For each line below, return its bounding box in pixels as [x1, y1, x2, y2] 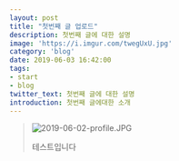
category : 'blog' [9, 47, 75, 56]
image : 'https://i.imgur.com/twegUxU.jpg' [9, 38, 173, 48]
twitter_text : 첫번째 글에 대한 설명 [9, 89, 135, 98]
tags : [9, 65, 30, 74]
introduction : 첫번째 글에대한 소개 [9, 97, 132, 107]
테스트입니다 [31, 142, 77, 153]
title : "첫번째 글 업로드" [9, 22, 98, 31]
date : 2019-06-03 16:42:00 [9, 55, 112, 65]
